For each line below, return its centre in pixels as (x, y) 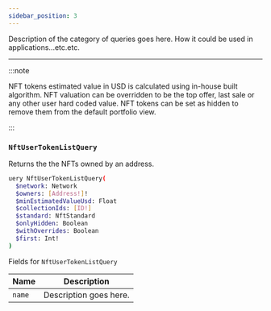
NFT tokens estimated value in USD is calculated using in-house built (123, 86)
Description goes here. (87, 295)
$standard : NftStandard (55, 216)
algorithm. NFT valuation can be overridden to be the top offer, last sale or (131, 94)
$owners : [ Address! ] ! (52, 193)
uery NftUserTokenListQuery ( (57, 178)
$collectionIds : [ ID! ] (54, 209)
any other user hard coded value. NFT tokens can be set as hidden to (124, 103)
